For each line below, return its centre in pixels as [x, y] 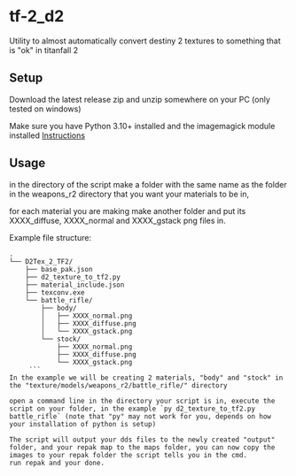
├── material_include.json [75, 285]
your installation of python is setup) [83, 424]
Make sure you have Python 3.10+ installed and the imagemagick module [142, 126]
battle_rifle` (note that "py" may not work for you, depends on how [140, 416]
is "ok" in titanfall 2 [44, 50]
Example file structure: [50, 237]
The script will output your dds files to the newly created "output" [142, 440]
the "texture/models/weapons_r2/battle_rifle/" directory [118, 385]
